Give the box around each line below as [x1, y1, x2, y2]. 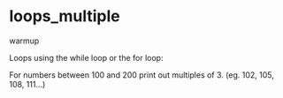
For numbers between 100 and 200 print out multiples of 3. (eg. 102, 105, [9, 69, 274, 80]
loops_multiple [9, 6, 121, 26]
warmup [9, 35, 40, 46]
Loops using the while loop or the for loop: [9, 52, 164, 63]
